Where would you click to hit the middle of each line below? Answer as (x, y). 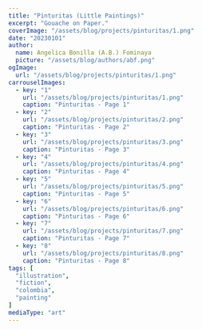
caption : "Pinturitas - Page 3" (76, 149)
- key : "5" (34, 179)
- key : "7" (34, 224)
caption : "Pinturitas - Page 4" (76, 172)
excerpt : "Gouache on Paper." (59, 23)
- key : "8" (34, 246)
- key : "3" (34, 134)
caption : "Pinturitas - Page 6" (76, 216)
